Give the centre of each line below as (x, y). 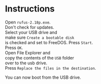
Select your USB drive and (31, 32)
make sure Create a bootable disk (40, 37)
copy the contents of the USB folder (40, 58)
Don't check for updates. (30, 27)
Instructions (30, 9)
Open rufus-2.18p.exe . (28, 22)
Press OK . (14, 48)
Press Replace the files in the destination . (50, 68)
